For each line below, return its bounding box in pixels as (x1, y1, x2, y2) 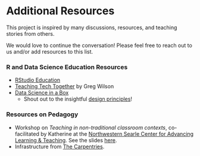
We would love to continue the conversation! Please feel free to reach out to (6, 42, 192, 49)
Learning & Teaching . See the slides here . (14, 136, 117, 143)
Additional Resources (6, 4, 115, 18)
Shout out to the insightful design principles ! (23, 95, 133, 102)
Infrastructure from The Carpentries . (14, 143, 105, 150)
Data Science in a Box (14, 89, 69, 96)
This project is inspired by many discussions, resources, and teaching (6, 24, 177, 31)
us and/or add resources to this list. (6, 48, 93, 55)
